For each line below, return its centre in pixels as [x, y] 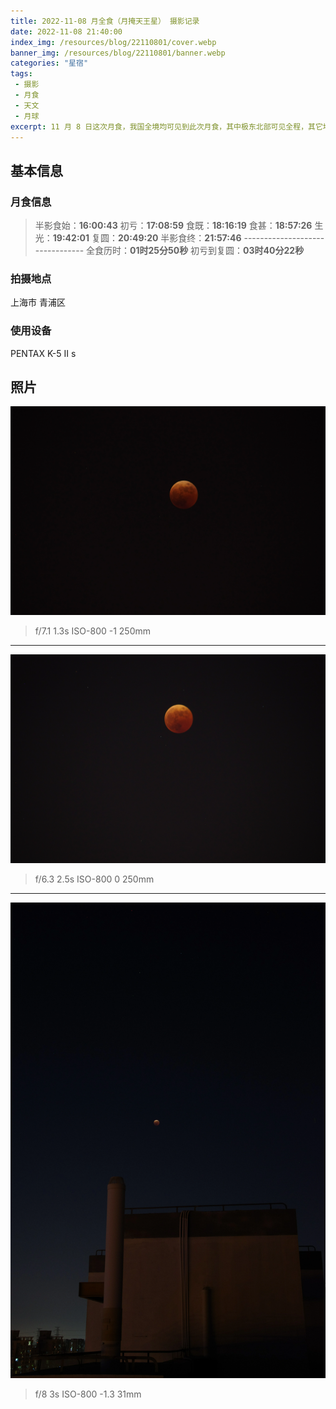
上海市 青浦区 [38, 302]
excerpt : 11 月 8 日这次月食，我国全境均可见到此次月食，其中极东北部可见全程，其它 [166, 126]
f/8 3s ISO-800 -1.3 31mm [88, 1394]
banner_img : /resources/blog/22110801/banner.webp [118, 53]
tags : [21, 74]
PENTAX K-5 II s [43, 353]
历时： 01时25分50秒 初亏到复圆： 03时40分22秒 [204, 251]
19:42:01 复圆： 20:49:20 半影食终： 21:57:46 [147, 238]
